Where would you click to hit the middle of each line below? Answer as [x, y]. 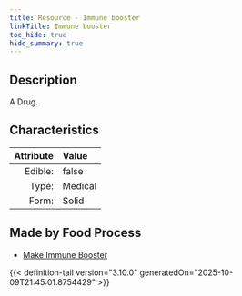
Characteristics [55, 130]
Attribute [34, 155]
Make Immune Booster [65, 254]
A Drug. [24, 102]
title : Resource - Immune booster [75, 18]
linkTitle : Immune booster [60, 26]
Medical [80, 185]
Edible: [39, 171]
